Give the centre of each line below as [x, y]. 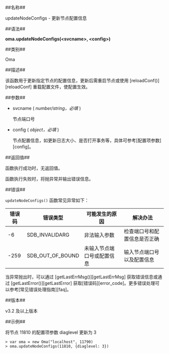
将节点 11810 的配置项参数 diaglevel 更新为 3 [51, 332]
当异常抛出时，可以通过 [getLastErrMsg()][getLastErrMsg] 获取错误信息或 [81, 277]
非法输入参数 [99, 235]
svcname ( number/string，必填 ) [47, 108]
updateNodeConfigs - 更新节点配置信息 [46, 18]
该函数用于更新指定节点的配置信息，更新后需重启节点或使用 [67, 80]
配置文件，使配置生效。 [66, 87]
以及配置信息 [139, 260]
